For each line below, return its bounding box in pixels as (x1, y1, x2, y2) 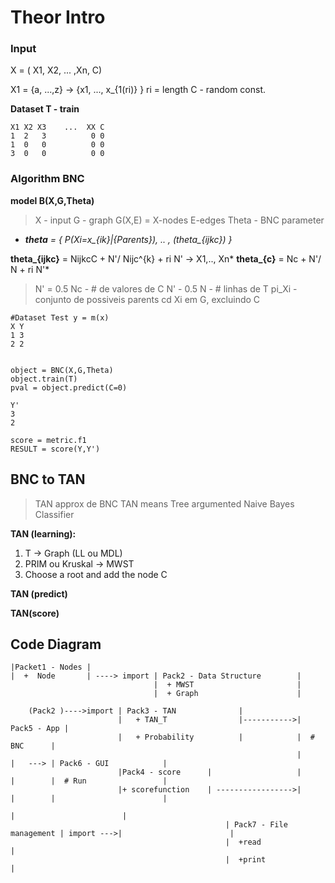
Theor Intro (10, 6, 106, 29)
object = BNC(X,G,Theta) (10, 365, 114, 375)
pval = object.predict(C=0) (10, 382, 128, 393)
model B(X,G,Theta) (10, 194, 95, 206)
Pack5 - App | (10, 724, 70, 734)
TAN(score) (10, 607, 60, 619)
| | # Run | (10, 776, 168, 786)
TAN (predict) (10, 587, 68, 600)
